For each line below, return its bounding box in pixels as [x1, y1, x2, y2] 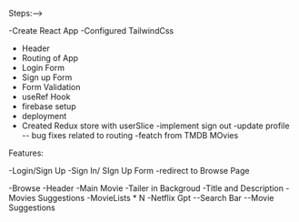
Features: [8, 147, 45, 158]
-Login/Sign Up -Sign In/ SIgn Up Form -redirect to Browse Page [8, 166, 250, 176]
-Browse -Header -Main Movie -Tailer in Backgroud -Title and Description [8, 183, 284, 194]
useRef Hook [21, 91, 71, 102]
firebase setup [21, 101, 76, 112]
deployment [21, 111, 67, 121]
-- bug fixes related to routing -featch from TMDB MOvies [21, 130, 239, 140]
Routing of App [21, 53, 79, 63]
